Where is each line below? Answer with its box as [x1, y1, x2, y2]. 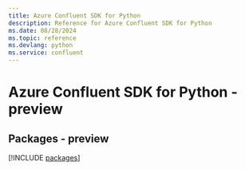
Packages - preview [8, 132, 109, 145]
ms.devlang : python [8, 42, 73, 49]
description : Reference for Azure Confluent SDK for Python [8, 19, 213, 27]
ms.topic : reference [8, 34, 77, 42]
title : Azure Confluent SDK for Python [8, 11, 141, 20]
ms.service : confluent [8, 49, 84, 57]
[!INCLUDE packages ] [8, 153, 81, 162]
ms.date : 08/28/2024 [8, 26, 77, 34]
